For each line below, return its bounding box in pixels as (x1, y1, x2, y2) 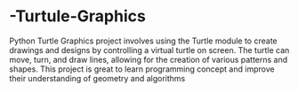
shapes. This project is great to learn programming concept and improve (9, 64, 275, 74)
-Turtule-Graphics (9, 6, 147, 27)
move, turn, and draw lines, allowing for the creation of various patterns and (9, 54, 288, 65)
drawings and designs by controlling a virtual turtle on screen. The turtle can (9, 44, 290, 55)
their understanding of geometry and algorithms (9, 73, 186, 83)
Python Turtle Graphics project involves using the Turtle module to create (9, 35, 278, 46)
